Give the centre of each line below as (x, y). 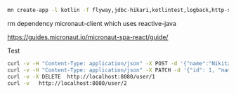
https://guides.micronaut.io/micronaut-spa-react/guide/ (88, 37)
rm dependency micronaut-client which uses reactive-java (92, 23)
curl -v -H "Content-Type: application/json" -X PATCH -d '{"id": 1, (111, 70)
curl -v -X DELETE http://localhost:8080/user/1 (81, 76)
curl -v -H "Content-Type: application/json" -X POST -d (92, 63)
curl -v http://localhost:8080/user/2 (67, 83)
